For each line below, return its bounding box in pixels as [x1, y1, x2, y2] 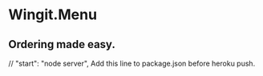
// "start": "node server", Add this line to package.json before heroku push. [8, 58, 256, 68]
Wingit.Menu [8, 6, 98, 24]
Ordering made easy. [8, 38, 116, 51]
